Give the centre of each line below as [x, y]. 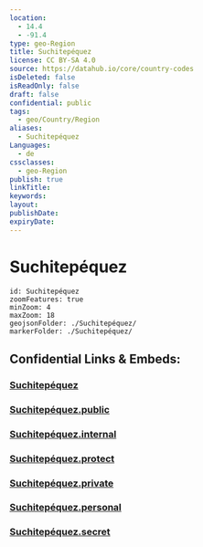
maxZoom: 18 [32, 315]
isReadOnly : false [44, 86]
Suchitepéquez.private [62, 483]
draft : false [34, 94]
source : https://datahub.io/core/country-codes [102, 69]
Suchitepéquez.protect [62, 458]
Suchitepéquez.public [59, 409]
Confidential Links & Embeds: [95, 358]
